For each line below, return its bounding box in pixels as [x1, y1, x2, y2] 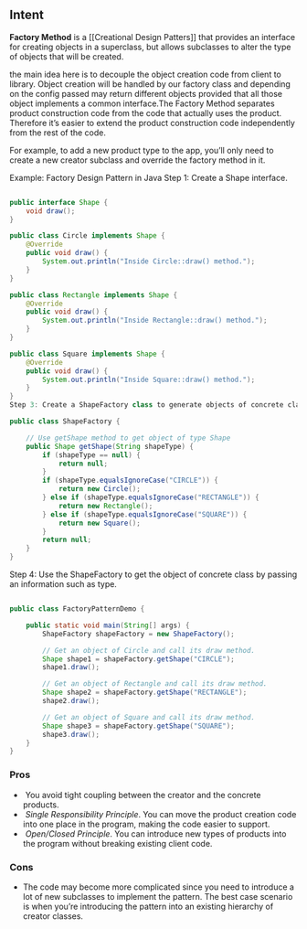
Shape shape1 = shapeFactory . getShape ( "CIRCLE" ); [42, 654, 235, 664]
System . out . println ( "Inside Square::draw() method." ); [42, 375, 256, 384]
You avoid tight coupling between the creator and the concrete [25, 789, 262, 800]
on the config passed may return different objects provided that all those [9, 88, 283, 99]
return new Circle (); [58, 485, 142, 494]
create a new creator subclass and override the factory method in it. [9, 155, 266, 166]
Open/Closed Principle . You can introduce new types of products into [25, 828, 287, 839]
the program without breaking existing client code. [22, 838, 213, 849]
